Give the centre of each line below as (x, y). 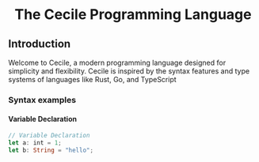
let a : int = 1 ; (35, 143)
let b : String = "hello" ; (51, 150)
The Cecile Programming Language (133, 15)
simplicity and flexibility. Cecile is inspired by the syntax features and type (129, 71)
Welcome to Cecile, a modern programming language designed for (117, 62)
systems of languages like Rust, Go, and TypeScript (92, 79)
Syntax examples (42, 100)
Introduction (40, 44)
